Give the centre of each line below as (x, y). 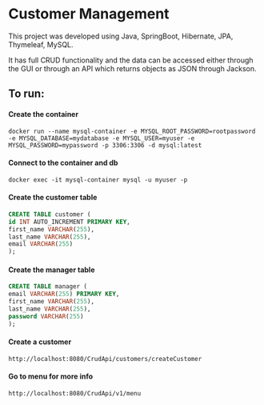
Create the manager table (52, 270)
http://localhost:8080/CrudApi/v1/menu (75, 394)
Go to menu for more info (51, 376)
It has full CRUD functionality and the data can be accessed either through (131, 60)
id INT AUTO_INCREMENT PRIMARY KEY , (69, 222)
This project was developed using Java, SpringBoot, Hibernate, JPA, (121, 36)
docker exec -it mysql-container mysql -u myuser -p (98, 180)
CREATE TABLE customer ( (50, 214)
